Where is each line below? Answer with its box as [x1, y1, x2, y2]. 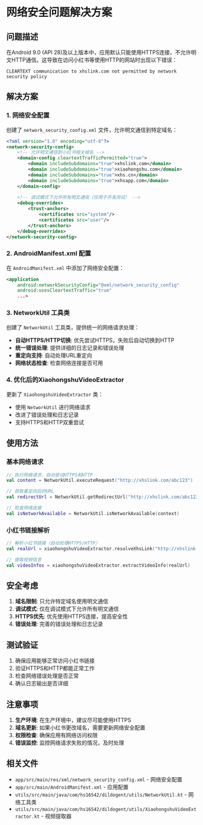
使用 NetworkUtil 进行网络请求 [14, 403, 91, 410]
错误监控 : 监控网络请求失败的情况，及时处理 [14, 739, 124, 746]
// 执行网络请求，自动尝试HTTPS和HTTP [6, 472, 93, 478]
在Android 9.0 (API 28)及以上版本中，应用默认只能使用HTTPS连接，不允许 [6, 49, 192, 56]
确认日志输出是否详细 [14, 680, 68, 687]
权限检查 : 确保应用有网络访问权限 [14, 732, 98, 738]
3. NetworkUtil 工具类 [6, 309, 70, 317]
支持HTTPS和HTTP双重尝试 [14, 418, 85, 426]
